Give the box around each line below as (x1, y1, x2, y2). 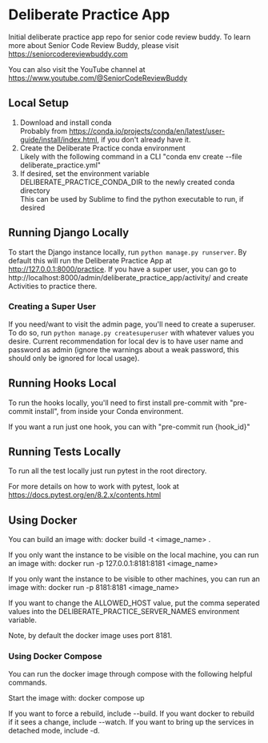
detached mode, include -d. (8, 725, 100, 735)
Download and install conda (19, 118, 112, 127)
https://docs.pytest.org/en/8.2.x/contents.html (8, 490, 162, 500)
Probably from (19, 126, 68, 135)
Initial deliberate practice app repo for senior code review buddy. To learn (8, 32, 250, 42)
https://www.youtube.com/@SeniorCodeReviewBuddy (8, 73, 188, 82)
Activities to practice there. (8, 281, 98, 291)
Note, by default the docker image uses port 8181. (8, 631, 173, 641)
